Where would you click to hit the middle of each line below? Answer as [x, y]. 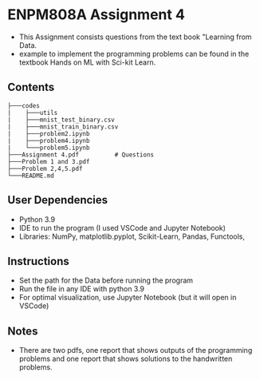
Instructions [38, 261]
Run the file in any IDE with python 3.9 [82, 289]
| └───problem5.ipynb [49, 148]
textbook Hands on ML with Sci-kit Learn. [87, 62]
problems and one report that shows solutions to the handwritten [126, 359]
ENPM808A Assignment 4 [96, 15]
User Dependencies [58, 200]
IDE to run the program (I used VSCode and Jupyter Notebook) [122, 228]
